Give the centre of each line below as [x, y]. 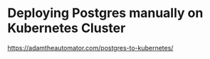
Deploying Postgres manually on [105, 13]
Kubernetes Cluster [67, 28]
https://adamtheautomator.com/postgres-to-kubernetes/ [90, 48]
